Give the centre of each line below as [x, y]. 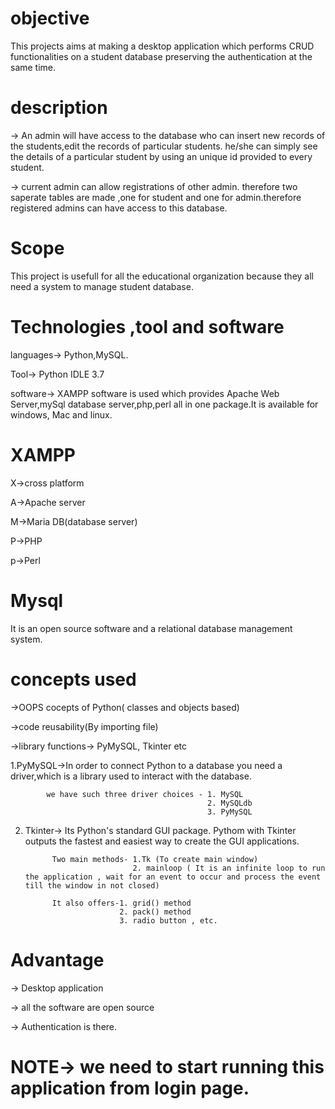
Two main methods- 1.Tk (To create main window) [155, 859]
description [59, 108]
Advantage [57, 959]
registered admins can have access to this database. [119, 208]
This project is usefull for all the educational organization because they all [162, 276]
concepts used [73, 679]
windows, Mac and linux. [61, 414]
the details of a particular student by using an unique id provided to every [161, 156]
